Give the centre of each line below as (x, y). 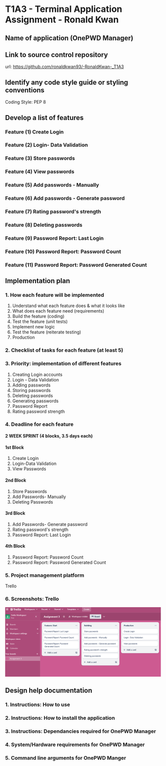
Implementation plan (38, 281)
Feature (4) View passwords (40, 172)
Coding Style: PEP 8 (25, 102)
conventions (25, 90)
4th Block (15, 546)
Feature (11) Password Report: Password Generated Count (76, 265)
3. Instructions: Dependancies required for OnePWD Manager (81, 731)
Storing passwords (31, 390)
